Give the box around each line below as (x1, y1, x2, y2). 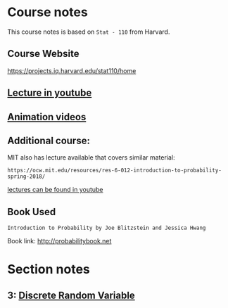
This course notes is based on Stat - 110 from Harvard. (7, 27, 170, 36)
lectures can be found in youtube (7, 186, 103, 194)
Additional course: (7, 134, 90, 146)
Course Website (7, 48, 80, 60)
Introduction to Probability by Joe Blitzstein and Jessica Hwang (7, 224, 206, 232)
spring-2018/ (7, 173, 46, 180)
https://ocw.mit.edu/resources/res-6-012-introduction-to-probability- (7, 167, 222, 174)
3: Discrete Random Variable (7, 289, 135, 301)
